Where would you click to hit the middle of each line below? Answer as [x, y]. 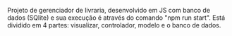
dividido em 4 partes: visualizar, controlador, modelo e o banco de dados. [114, 25]
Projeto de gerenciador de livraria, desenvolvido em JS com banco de [109, 10]
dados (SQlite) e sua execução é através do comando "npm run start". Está [116, 18]
